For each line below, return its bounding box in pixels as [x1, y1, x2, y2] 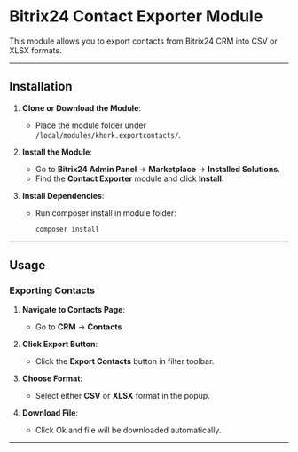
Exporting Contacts [9, 284, 96, 297]
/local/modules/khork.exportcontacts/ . [35, 129, 182, 139]
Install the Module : [21, 147, 93, 157]
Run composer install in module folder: [35, 207, 176, 218]
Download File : [21, 408, 78, 418]
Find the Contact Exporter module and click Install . [35, 173, 224, 184]
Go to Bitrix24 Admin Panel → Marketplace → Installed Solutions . [35, 163, 281, 174]
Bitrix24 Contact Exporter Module [9, 6, 263, 27]
